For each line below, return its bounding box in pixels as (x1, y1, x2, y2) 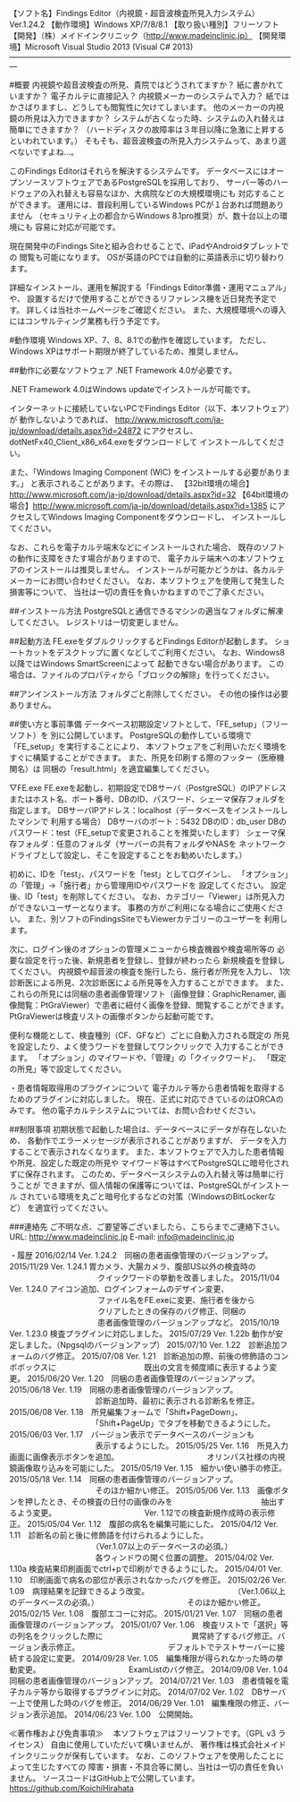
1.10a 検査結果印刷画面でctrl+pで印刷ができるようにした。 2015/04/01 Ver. (9, 1564, 283, 1574)
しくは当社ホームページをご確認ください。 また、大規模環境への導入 (34, 305, 287, 315)
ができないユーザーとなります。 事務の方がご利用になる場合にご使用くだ (9, 903, 277, 913)
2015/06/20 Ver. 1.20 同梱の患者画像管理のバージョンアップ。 (26, 1373, 261, 1384)
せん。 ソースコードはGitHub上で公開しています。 (16, 1772, 200, 1783)
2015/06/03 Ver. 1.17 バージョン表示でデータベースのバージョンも (9, 1429, 254, 1439)
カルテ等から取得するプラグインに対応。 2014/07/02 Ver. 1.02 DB (16, 1686, 263, 1697)
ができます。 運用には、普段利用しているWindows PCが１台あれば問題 (9, 200, 270, 210)
